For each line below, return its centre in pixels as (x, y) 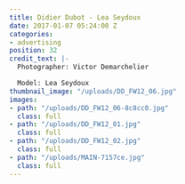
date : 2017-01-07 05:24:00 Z (63, 26)
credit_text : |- (39, 59)
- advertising (36, 42)
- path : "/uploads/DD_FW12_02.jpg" (75, 141)
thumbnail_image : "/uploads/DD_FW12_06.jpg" (93, 91)
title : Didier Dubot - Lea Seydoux (75, 17)
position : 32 (33, 51)
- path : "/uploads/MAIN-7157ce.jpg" (77, 157)
